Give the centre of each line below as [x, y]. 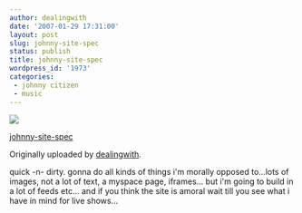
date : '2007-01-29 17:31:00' [64, 26]
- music [28, 93]
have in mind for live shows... [64, 200]
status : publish [40, 52]
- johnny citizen [46, 85]
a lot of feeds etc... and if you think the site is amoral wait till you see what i [150, 190]
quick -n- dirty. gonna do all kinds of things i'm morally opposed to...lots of [149, 171]
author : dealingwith [49, 18]
